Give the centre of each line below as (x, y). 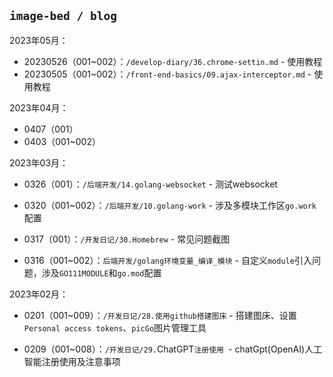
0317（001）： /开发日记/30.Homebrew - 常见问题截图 (127, 239)
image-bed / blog (63, 16)
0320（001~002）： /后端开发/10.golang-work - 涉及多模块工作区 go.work (170, 205)
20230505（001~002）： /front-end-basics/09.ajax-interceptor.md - (167, 74)
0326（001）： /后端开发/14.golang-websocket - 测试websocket (150, 184)
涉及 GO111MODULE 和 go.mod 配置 (101, 272)
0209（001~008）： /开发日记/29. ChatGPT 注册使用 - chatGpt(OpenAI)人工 (173, 349)
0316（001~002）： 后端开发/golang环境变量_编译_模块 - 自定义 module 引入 (167, 260)
